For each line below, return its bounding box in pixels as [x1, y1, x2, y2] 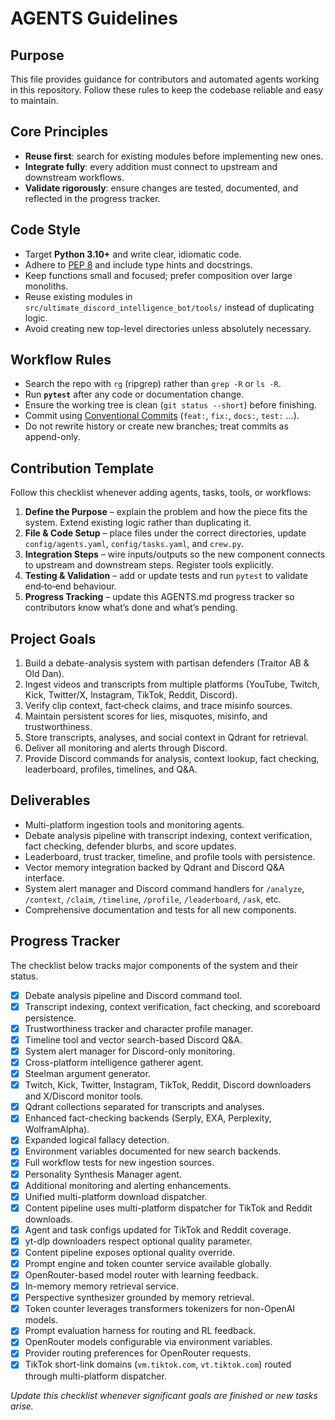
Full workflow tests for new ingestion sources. [24, 1157, 215, 1169]
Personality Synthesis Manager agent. [24, 1168, 182, 1180]
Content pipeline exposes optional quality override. [24, 1246, 236, 1258]
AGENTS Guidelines [10, 7, 178, 30]
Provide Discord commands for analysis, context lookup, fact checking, [24, 753, 320, 765]
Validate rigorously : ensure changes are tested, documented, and [24, 182, 299, 194]
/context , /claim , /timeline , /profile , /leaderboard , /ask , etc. [24, 893, 282, 905]
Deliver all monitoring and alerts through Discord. [24, 742, 228, 754]
